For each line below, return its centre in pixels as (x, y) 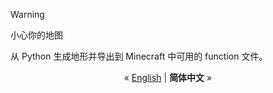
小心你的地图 (36, 35)
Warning (27, 14)
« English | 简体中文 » (168, 77)
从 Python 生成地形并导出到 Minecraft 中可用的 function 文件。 (139, 56)
